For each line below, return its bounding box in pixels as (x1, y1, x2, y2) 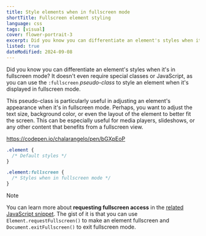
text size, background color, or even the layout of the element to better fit (6, 110, 191, 117)
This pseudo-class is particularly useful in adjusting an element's (6, 97, 170, 104)
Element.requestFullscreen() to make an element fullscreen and (6, 217, 170, 224)
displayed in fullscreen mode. (6, 85, 81, 93)
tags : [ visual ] (6, 26, 45, 32)
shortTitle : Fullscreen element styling (6, 15, 112, 21)
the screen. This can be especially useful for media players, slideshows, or (6, 116, 195, 124)
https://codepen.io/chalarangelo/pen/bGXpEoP (6, 135, 126, 142)
